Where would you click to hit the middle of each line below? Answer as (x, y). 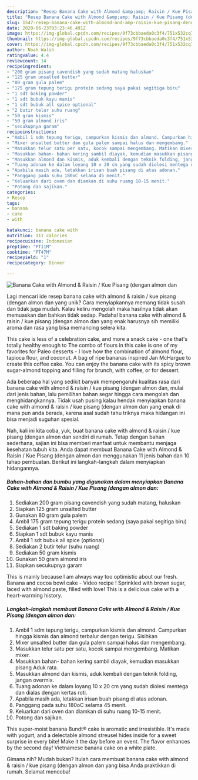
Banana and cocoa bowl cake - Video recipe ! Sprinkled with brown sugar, (96, 583)
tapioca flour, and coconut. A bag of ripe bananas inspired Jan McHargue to (99, 358)
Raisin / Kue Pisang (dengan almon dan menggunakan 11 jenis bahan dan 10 (98, 456)
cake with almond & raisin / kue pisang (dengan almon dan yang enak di (94, 406)
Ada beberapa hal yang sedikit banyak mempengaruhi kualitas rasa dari (93, 381)
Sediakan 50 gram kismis (46, 552)
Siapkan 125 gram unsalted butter (56, 509)
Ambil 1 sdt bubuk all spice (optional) (60, 540)
